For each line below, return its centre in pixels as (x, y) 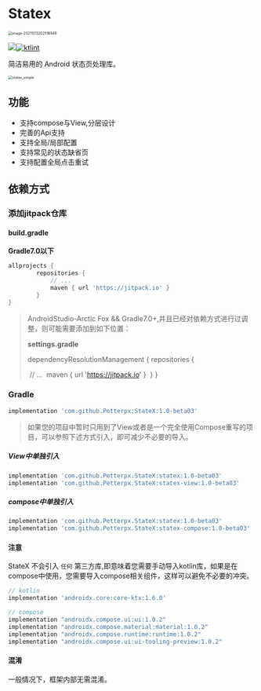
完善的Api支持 (42, 132)
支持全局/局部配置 (48, 142)
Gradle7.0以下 (31, 251)
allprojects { (31, 266)
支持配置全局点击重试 (54, 162)
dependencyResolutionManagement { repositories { (111, 359)
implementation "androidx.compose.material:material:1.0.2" (109, 627)
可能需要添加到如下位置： (89, 328)
